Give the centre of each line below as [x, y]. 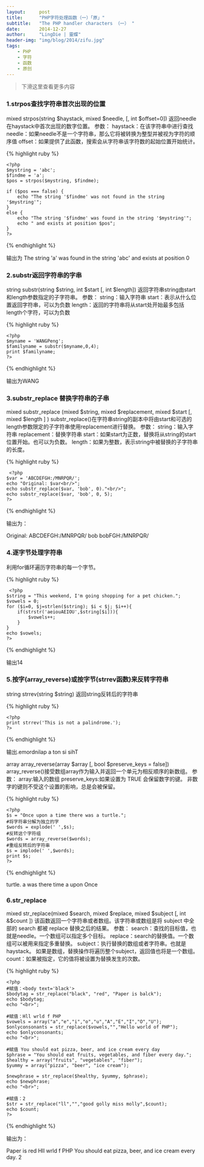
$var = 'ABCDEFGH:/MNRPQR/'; [43, 478]
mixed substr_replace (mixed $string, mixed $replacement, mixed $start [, [99, 412]
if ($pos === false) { [35, 191]
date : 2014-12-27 [37, 29]
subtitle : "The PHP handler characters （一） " [71, 23]
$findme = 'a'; [26, 175]
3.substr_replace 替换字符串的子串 [58, 398]
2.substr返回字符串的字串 [44, 275]
